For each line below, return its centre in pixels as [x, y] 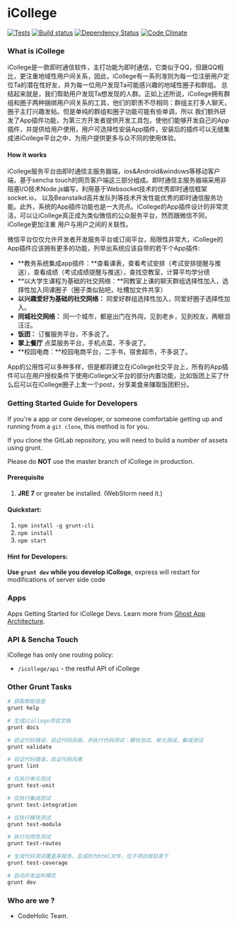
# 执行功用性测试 [29, 837]
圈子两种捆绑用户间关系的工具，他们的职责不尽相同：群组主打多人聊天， [125, 103]
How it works [27, 154]
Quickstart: [24, 509]
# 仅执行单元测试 [29, 779]
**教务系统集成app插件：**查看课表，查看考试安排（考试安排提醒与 [116, 263]
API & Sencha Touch [43, 639]
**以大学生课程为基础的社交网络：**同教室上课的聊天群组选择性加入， [120, 281]
